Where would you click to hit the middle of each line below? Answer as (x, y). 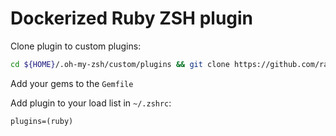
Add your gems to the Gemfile (72, 83)
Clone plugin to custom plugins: (76, 46)
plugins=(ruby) (42, 121)
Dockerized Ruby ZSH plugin (132, 18)
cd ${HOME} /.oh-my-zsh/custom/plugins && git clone (120, 64)
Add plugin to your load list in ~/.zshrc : (91, 103)
